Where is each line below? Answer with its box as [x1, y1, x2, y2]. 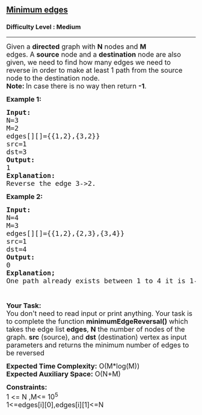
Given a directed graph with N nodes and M [6, 42, 147, 51]
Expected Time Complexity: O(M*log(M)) [6, 361, 140, 370]
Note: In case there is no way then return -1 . [6, 81, 147, 90]
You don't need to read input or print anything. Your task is [6, 309, 193, 318]
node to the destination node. [6, 73, 100, 82]
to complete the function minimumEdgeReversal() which [6, 317, 188, 325]
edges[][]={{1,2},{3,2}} [6, 132, 100, 140]
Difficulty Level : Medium [6, 23, 81, 31]
